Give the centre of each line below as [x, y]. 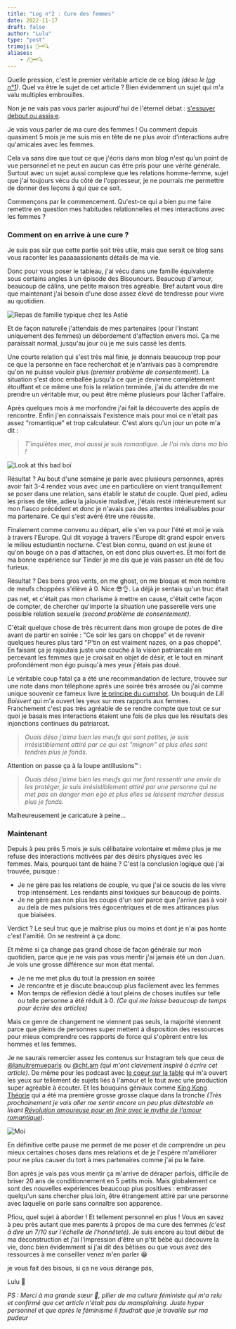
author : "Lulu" [29, 33]
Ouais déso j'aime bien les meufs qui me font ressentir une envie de [123, 779]
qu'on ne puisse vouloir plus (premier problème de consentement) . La [108, 372]
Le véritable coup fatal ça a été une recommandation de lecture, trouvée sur [117, 679]
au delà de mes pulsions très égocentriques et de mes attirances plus [118, 907]
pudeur [18, 1318]
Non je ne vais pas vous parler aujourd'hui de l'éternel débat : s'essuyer [111, 108]
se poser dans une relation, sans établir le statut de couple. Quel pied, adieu [117, 494]
